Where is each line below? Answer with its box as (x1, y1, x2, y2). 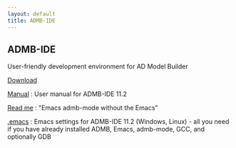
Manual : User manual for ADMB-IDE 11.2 (7, 90, 127, 98)
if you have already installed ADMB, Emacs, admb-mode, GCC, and (7, 125, 205, 134)
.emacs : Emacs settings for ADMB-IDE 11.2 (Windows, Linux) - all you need (7, 117, 230, 126)
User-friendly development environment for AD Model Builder (7, 62, 188, 71)
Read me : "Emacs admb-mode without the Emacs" (7, 104, 158, 112)
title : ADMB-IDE (7, 17, 56, 24)
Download (7, 76, 38, 85)
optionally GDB (7, 132, 51, 141)
